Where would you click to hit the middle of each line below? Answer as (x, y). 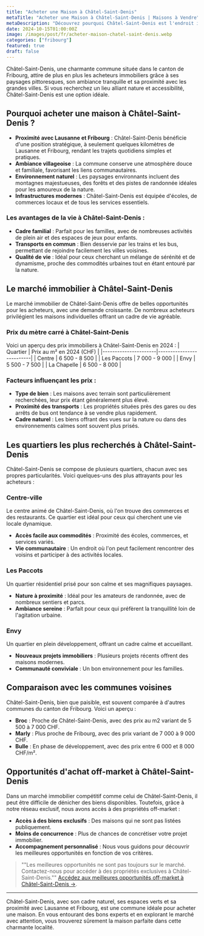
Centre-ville (24, 497)
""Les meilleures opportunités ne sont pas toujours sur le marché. (104, 864)
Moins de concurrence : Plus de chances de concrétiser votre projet (101, 833)
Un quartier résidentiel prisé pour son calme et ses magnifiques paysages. (100, 584)
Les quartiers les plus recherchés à (74, 445)
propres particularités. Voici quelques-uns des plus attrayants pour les (94, 476)
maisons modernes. (40, 662)
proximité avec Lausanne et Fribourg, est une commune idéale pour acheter (101, 907)
